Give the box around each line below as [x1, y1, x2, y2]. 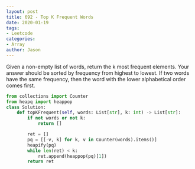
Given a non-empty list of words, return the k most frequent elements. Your [6, 63, 190, 70]
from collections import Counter [6, 93, 89, 99]
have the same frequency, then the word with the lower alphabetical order [6, 75, 186, 82]
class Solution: [6, 104, 46, 110]
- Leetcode [6, 31, 33, 37]
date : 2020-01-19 [6, 19, 49, 25]
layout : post [6, 8, 38, 15]
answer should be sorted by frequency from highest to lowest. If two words [6, 69, 190, 77]
